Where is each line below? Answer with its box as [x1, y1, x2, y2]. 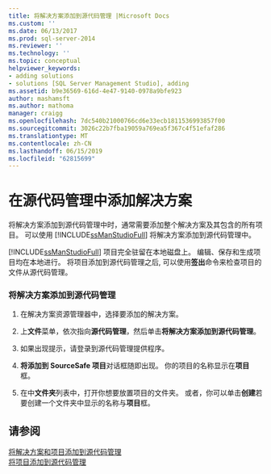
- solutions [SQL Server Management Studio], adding [8, 79, 190, 87]
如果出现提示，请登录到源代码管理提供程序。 [19, 344, 169, 354]
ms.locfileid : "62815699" [8, 154, 95, 162]
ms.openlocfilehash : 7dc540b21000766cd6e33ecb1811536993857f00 [8, 117, 226, 125]
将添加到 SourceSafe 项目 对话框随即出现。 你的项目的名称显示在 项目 [19, 361, 250, 371]
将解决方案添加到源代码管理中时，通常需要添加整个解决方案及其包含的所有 [8, 220, 256, 230]
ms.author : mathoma [8, 102, 74, 110]
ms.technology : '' [8, 49, 70, 57]
